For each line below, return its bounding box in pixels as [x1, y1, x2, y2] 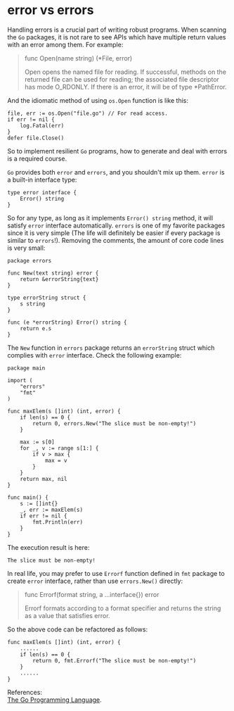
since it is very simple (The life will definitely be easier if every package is [7, 228, 221, 237]
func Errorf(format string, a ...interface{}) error [24, 590, 160, 598]
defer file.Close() [7, 134, 65, 141]
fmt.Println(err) [32, 518, 83, 526]
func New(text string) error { [7, 270, 99, 277]
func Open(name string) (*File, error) [24, 54, 133, 62]
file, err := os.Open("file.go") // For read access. [7, 110, 169, 117]
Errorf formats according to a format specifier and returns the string [24, 604, 221, 612]
